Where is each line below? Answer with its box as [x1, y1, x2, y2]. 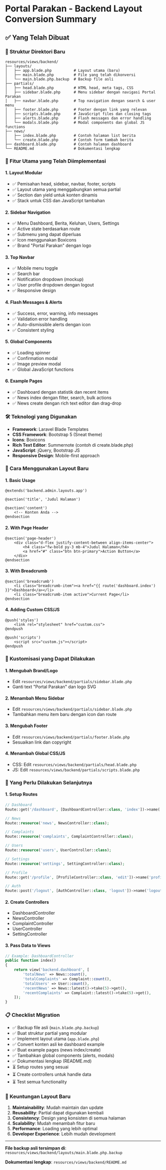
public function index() [5, 958, 56, 963]
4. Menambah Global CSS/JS [5, 751, 66, 757]
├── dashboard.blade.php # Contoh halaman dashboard [5, 142, 132, 147]
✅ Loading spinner [12, 350, 50, 355]
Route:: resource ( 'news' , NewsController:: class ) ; [5, 820, 110, 825]
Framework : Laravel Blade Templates [12, 426, 89, 432]
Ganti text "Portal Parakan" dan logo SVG [12, 684, 96, 690]
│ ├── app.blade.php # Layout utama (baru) [5, 68, 121, 73]
